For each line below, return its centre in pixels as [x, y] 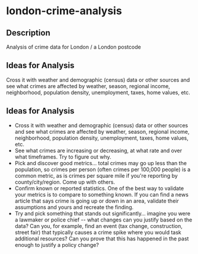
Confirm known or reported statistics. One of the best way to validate [99, 188]
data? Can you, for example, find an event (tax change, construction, [98, 226]
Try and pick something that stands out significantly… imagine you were [103, 213]
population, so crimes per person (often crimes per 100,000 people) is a [103, 169]
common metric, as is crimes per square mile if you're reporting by [96, 175]
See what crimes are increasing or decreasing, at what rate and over [98, 150]
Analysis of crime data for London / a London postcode [74, 47]
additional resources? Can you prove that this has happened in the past [102, 239]
